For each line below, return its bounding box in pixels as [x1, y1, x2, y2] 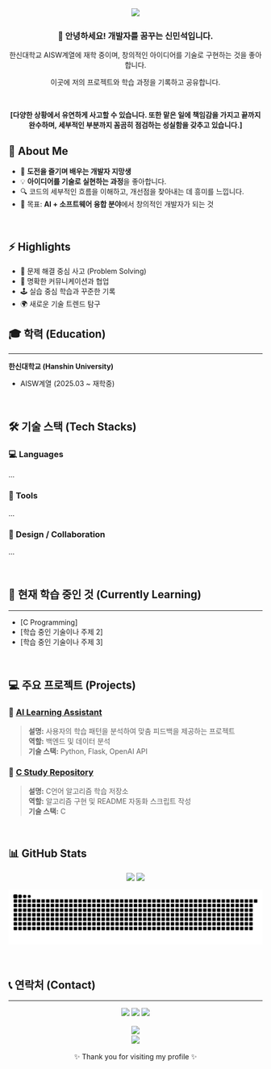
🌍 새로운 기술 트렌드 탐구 [19, 298, 101, 309]
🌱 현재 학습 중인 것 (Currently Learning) [8, 588, 202, 601]
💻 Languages [8, 449, 64, 460]
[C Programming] [19, 617, 78, 627]
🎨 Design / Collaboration [8, 528, 106, 539]
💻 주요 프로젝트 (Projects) [8, 679, 136, 693]
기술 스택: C [27, 806, 66, 816]
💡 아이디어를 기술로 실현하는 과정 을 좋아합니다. [19, 177, 167, 186]
